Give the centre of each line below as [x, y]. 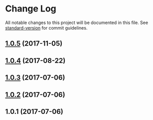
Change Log [31, 9]
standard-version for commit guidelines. [46, 27]
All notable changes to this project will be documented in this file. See [77, 22]
